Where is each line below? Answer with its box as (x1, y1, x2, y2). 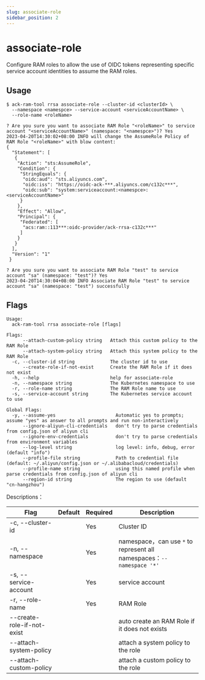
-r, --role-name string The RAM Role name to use (12, 386, 176, 392)
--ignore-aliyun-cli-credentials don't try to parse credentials (22, 423, 198, 430)
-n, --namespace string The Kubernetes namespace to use (12, 380, 195, 387)
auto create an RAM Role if (118, 617, 195, 626)
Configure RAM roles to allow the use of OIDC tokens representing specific (6, 61, 195, 68)
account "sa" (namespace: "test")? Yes (6, 272, 108, 279)
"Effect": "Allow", (17, 208, 67, 214)
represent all (118, 545, 154, 554)
